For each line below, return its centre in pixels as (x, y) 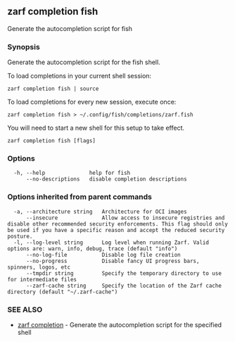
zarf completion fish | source (53, 89)
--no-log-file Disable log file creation (103, 255)
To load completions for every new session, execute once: (92, 102)
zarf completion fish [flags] (52, 141)
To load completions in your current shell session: (80, 76)
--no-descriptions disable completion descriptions (107, 179)
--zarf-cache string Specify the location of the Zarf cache (123, 286)
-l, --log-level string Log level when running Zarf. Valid (112, 243)
